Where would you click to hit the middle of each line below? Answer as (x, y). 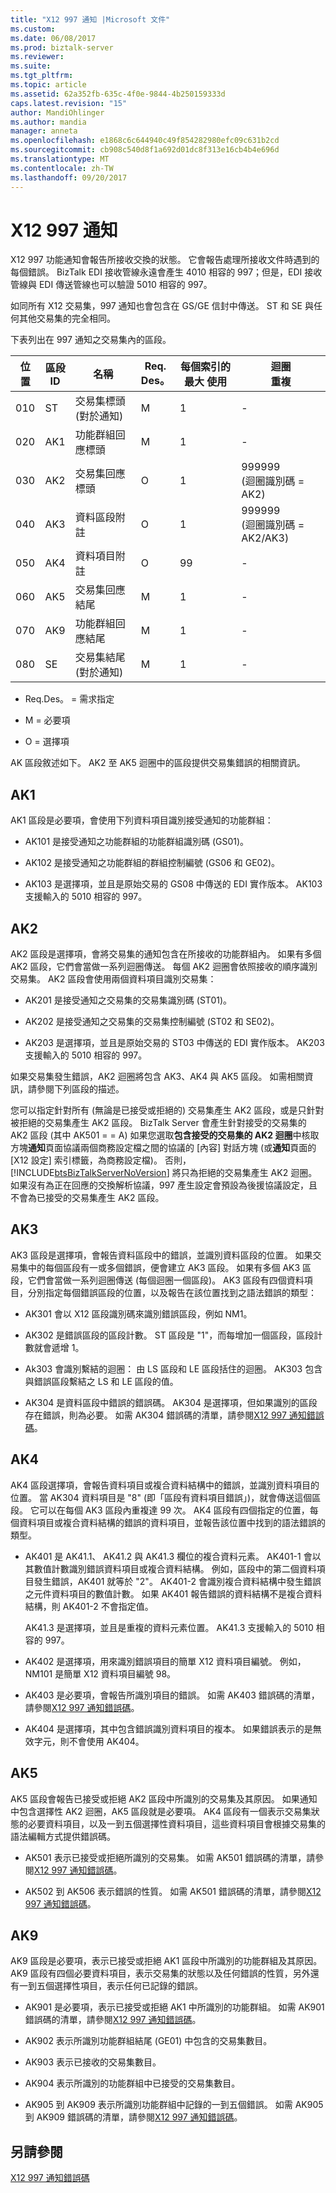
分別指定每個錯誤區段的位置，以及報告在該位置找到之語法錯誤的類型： (172, 1292)
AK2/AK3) (265, 538)
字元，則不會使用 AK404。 (89, 1741)
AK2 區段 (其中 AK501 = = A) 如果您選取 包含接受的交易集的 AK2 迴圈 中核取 (165, 1135)
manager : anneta (44, 131)
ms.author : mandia (48, 122)
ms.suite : (31, 66)
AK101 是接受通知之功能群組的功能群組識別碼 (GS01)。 (137, 842)
